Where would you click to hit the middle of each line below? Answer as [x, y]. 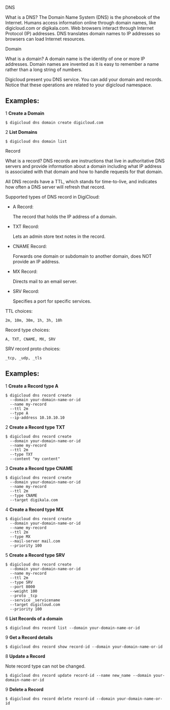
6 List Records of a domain [34, 618]
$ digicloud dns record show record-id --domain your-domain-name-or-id [84, 647]
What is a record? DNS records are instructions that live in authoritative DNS [85, 161]
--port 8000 [23, 586]
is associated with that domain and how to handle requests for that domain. [84, 172]
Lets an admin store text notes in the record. [59, 236]
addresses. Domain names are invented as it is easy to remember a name [82, 64]
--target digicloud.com [35, 604]
